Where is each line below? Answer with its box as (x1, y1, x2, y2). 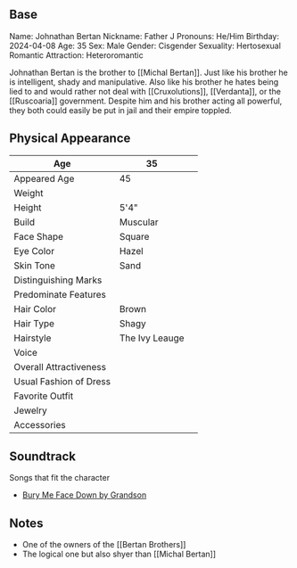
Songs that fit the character (9, 473, 110, 483)
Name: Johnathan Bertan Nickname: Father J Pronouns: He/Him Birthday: (9, 30, 279, 41)
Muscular (119, 216, 159, 228)
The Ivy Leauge (119, 332, 185, 344)
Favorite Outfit (13, 390, 74, 402)
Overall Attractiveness (13, 360, 107, 373)
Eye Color (13, 244, 55, 257)
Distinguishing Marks (13, 274, 103, 286)
